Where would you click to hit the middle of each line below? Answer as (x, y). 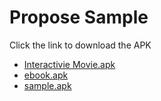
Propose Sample (79, 17)
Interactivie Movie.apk (69, 64)
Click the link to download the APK (80, 45)
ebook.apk (46, 75)
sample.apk (47, 85)
